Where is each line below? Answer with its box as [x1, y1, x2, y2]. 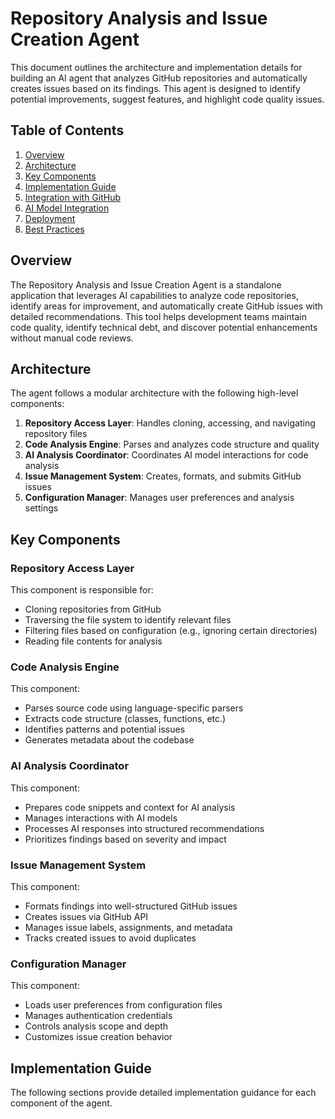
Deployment [24, 212, 76, 224]
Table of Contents [10, 122, 125, 139]
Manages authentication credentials [24, 1010, 173, 1022]
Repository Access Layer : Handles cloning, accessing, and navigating [24, 417, 316, 429]
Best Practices [24, 223, 85, 235]
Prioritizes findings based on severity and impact [24, 833, 227, 845]
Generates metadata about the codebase [24, 734, 195, 746]
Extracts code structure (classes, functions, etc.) [24, 713, 227, 725]
